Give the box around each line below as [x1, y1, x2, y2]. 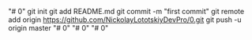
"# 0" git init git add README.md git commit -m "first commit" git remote [8, 7, 245, 16]
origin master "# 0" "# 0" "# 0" [8, 24, 109, 32]
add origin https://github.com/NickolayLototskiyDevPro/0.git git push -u [8, 15, 242, 24]
